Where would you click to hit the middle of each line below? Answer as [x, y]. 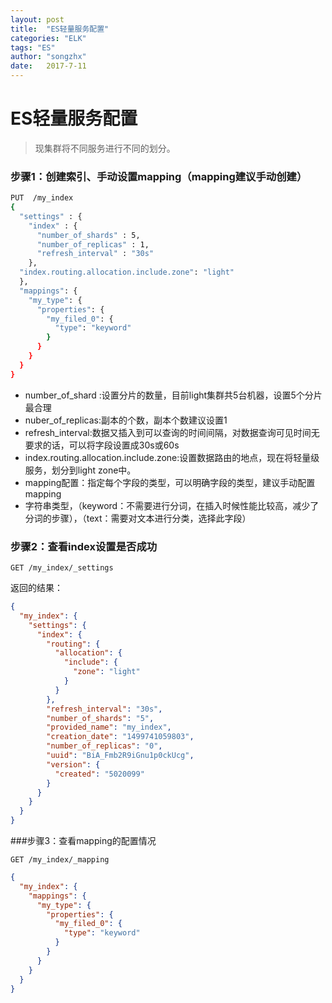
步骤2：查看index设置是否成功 [84, 546]
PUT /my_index [42, 198]
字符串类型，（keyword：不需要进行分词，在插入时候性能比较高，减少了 [172, 505]
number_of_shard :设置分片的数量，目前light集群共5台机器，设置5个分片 [173, 395]
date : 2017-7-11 [48, 66]
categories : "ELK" [48, 38]
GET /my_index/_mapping [60, 860]
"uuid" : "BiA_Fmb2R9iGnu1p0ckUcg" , [120, 756]
